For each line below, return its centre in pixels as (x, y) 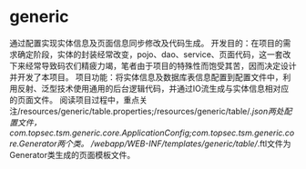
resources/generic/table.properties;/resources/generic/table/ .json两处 (152, 111)
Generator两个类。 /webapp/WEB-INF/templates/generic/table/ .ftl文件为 (155, 144)
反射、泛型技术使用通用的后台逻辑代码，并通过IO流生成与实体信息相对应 (153, 88)
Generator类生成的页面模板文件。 (72, 154)
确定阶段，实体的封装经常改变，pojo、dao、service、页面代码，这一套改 (154, 54)
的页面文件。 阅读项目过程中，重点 (74, 99)
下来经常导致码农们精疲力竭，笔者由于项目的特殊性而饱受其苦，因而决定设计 (153, 65)
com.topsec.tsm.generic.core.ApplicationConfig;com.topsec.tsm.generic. (147, 133)
